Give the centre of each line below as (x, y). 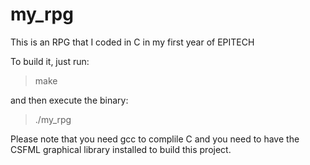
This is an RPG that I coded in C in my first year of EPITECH (132, 42)
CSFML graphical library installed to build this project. (121, 149)
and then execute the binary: (69, 100)
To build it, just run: (50, 61)
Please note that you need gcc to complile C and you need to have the (155, 139)
